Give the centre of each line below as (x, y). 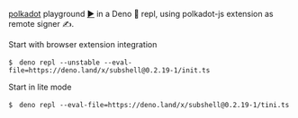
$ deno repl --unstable (54, 63)
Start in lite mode (40, 87)
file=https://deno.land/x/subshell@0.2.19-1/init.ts (109, 71)
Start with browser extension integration (83, 44)
